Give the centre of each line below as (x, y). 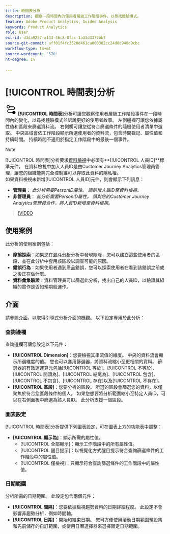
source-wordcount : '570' (32, 54)
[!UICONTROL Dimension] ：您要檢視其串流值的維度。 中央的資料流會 (86, 355)
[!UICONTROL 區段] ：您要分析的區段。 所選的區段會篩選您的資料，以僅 (88, 387)
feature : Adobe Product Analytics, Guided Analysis (61, 21)
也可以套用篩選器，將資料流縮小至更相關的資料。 (105, 362)
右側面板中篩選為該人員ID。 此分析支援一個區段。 (74, 400)
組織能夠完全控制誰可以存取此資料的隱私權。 (74, 173)
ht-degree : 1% (20, 59)
